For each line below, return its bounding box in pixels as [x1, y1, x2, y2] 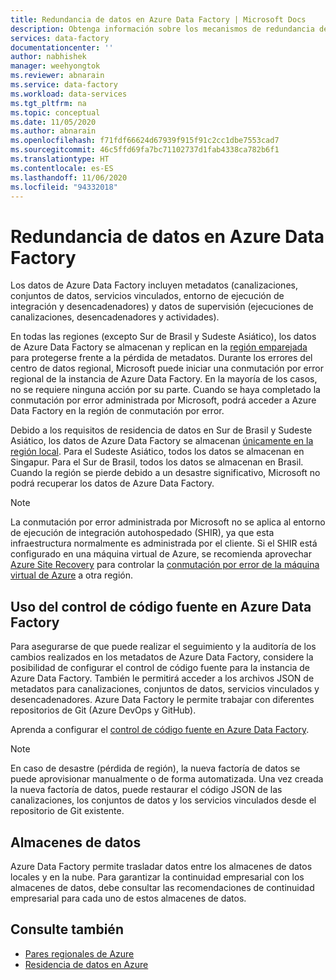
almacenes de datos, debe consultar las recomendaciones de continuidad [10, 881, 315, 893]
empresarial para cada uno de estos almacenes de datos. [10, 892, 247, 904]
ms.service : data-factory [10, 80, 118, 90]
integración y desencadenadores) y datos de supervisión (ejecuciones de [10, 301, 314, 313]
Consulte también [10, 921, 124, 938]
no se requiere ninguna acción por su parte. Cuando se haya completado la [10, 384, 321, 396]
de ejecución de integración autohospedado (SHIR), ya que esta [10, 527, 275, 539]
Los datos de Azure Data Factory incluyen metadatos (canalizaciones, [10, 279, 298, 291]
